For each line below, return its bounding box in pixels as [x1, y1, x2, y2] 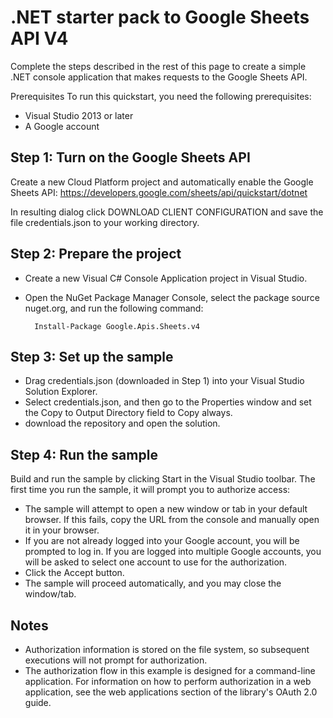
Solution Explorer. [24, 386, 98, 398]
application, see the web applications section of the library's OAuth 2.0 [24, 686, 318, 698]
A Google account [24, 120, 100, 132]
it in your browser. [24, 524, 100, 536]
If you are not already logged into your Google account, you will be [24, 535, 300, 547]
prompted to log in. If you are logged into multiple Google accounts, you [24, 546, 322, 558]
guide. [24, 697, 52, 708]
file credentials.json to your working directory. [10, 216, 200, 228]
